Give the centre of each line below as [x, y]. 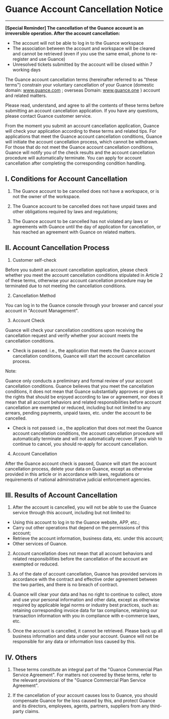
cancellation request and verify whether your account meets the [72, 335]
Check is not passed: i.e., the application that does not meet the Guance [87, 428]
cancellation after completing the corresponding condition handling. [75, 163]
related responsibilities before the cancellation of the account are [80, 559]
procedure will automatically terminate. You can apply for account [73, 157]
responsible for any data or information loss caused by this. [74, 642]
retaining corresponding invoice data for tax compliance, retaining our [85, 610]
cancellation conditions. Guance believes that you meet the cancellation [80, 386]
